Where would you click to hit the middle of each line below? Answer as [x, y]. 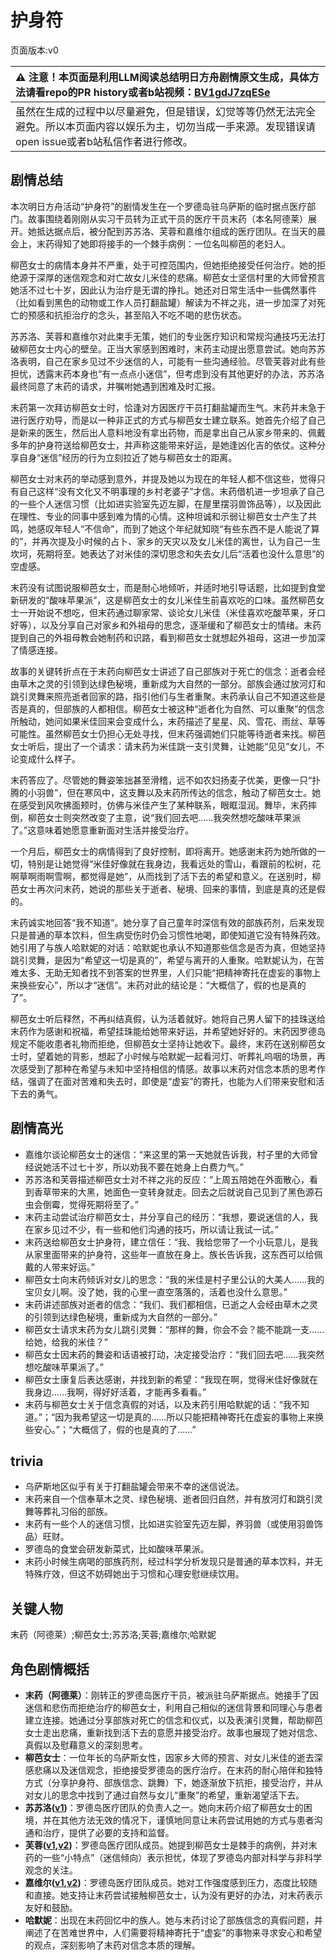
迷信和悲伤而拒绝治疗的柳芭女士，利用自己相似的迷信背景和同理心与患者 [173, 1707]
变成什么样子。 [49, 758]
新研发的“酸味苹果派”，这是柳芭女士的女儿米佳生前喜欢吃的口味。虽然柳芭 [163, 600]
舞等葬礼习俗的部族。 [68, 1512]
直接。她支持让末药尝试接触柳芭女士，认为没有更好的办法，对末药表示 [178, 1895]
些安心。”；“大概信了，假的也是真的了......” [110, 1429]
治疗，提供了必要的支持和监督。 [108, 1832]
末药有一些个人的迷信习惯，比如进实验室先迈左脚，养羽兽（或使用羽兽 [169, 1524]
